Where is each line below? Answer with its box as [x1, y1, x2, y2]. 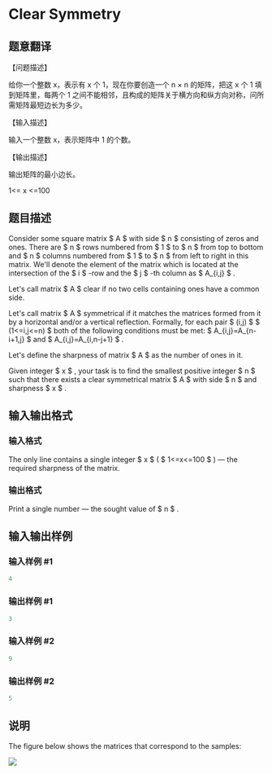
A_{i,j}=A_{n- [214, 325, 257, 335]
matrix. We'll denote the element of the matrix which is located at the [8, 259, 239, 269]
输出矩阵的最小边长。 [8, 169, 80, 179]
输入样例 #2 [8, 635, 55, 647]
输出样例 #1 [8, 596, 53, 607]
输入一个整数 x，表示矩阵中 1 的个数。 [8, 135, 136, 144]
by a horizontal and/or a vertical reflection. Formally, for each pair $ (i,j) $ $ [8, 317, 261, 327]
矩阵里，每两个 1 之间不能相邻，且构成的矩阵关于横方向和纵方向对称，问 [15, 90, 257, 99]
